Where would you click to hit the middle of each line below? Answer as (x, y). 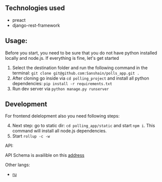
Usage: (16, 41)
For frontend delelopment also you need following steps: (62, 116)
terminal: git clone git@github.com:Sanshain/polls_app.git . (76, 73)
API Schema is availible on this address (45, 155)
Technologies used (35, 8)
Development (26, 104)
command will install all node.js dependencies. (59, 131)
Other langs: (18, 165)
